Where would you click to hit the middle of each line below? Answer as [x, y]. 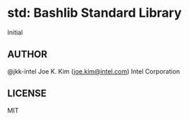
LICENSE [27, 94]
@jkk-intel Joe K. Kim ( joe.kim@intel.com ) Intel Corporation [94, 71]
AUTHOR [28, 54]
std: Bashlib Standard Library [94, 13]
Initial [15, 32]
